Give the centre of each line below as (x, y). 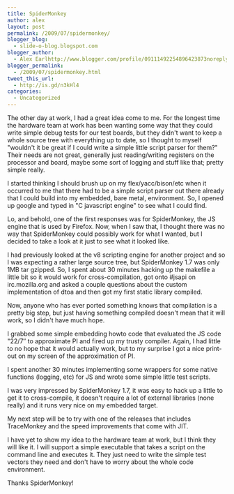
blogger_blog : (28, 40)
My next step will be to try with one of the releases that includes (99, 419)
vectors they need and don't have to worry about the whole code (100, 462)
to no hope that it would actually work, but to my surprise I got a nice (106, 349)
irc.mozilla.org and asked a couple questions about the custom (97, 284)
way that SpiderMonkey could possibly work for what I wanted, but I (105, 234)
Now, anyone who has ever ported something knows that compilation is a (112, 305)
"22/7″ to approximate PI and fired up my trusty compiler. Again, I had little (114, 341)
